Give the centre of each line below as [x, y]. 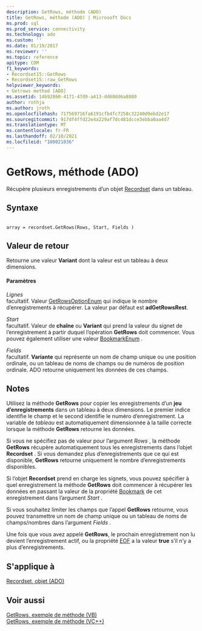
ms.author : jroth [28, 108]
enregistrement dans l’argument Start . [55, 498]
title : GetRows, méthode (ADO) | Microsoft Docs [69, 18]
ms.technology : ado [31, 35]
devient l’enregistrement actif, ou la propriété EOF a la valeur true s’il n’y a [99, 541]
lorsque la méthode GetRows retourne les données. [71, 429]
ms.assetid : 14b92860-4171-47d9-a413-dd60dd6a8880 [72, 97]
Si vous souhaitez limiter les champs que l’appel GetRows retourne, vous [97, 510]
